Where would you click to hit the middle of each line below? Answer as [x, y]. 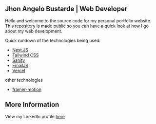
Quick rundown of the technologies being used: [53, 40]
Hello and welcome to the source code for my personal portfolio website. [78, 20]
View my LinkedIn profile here [35, 116]
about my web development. [34, 31]
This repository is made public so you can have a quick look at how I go [77, 26]
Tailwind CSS [25, 55]
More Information [32, 105]
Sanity [19, 60]
